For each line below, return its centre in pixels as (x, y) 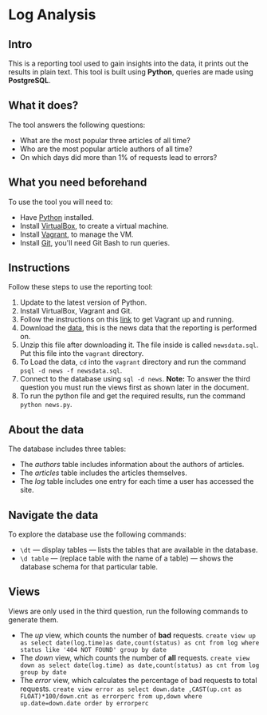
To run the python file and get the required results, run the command (132, 396)
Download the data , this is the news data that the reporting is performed (138, 328)
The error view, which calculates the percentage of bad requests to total (138, 680)
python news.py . (46, 405)
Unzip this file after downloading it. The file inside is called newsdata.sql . (139, 345)
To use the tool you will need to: (61, 202)
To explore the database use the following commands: (97, 534)
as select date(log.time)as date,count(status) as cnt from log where (139, 643)
